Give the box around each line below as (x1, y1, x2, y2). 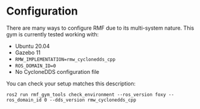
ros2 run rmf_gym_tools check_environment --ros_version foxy (6, 91, 166, 97)
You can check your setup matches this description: (6, 80, 136, 87)
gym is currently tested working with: (6, 30, 99, 38)
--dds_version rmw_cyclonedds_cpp (49, 97, 137, 103)
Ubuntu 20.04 (15, 42, 50, 50)
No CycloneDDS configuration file (15, 68, 100, 75)
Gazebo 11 (15, 48, 41, 56)
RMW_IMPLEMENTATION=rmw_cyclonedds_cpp (15, 56, 116, 62)
